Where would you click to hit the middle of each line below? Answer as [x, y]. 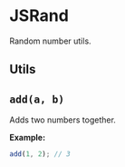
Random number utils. [51, 41]
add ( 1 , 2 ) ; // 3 [40, 154]
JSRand [39, 16]
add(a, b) [37, 99]
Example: [28, 138]
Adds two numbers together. [62, 120]
